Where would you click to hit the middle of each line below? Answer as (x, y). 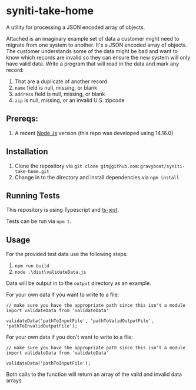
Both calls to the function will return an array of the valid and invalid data (94, 374)
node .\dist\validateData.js (50, 273)
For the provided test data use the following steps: (67, 254)
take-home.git (32, 171)
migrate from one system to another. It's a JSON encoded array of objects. (97, 45)
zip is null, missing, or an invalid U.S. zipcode (69, 100)
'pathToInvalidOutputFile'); (42, 326)
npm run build (32, 266)
